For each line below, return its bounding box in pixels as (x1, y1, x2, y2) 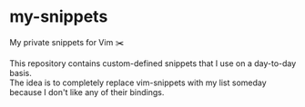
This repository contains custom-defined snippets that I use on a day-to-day (9, 57, 297, 69)
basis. (9, 67, 32, 78)
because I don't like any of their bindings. (9, 86, 165, 97)
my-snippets (9, 6, 108, 27)
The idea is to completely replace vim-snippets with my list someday (9, 77, 267, 88)
